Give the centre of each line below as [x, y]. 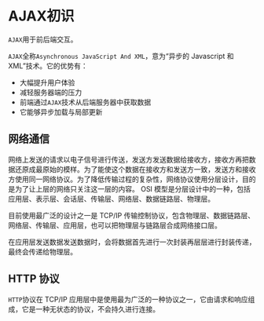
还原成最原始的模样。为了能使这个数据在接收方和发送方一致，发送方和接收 [135, 169]
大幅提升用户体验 [47, 82]
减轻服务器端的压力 [51, 92]
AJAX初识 [41, 16]
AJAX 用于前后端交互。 [43, 39]
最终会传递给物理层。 [42, 251]
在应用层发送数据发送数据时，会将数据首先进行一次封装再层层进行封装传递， [132, 242]
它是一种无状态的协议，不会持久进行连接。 [90, 309]
